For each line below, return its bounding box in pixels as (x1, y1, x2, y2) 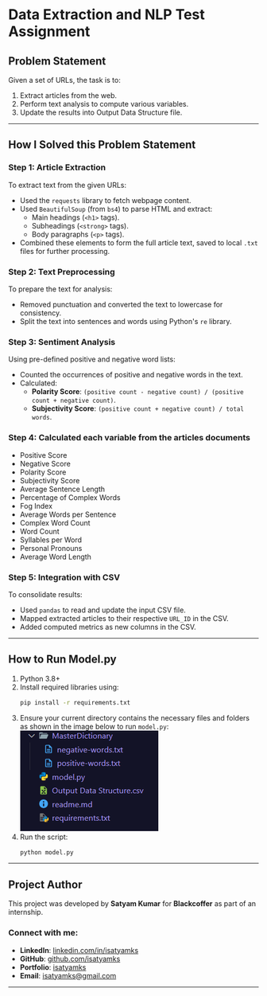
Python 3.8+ (19, 674, 61, 683)
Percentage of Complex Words (19, 492, 121, 502)
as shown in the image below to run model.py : (19, 721, 169, 731)
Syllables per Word (19, 535, 82, 545)
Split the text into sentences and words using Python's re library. (19, 316, 232, 326)
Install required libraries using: (19, 682, 119, 692)
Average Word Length (19, 552, 91, 561)
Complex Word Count (19, 518, 91, 527)
